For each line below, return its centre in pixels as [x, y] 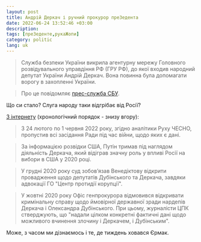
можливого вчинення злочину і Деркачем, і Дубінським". [95, 221]
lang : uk [17, 46]
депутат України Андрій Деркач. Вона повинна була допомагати [104, 75]
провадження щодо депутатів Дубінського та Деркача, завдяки [103, 177]
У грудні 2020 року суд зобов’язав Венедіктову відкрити [94, 171]
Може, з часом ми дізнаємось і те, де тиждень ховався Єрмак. [88, 232]
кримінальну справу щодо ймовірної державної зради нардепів [103, 202]
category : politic [29, 40]
